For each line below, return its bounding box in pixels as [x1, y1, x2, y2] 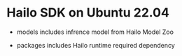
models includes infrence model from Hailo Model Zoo [16, 28, 174, 36]
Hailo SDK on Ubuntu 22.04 [6, 5, 169, 21]
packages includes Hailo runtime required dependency [16, 41, 176, 49]
